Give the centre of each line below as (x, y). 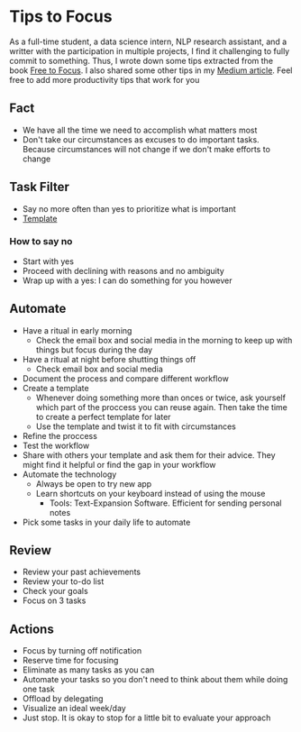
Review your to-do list (63, 581)
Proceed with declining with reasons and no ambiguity (123, 270)
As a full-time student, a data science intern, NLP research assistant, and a (148, 41)
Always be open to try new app (94, 483)
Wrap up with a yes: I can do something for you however (127, 280)
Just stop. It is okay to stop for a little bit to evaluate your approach (146, 718)
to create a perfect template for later (103, 416)
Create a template (55, 388)
